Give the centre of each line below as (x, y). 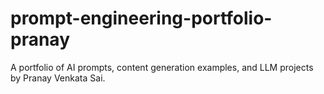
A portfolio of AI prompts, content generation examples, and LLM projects (162, 67)
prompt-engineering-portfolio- (141, 18)
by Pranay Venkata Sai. (58, 78)
